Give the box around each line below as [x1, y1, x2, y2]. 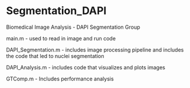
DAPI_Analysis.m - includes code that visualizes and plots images [6, 63, 165, 71]
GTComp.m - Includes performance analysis [6, 75, 114, 82]
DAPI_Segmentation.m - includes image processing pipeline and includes [6, 46, 184, 53]
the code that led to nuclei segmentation [6, 52, 104, 59]
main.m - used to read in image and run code [6, 35, 116, 42]
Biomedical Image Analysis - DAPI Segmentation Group [6, 23, 140, 31]
